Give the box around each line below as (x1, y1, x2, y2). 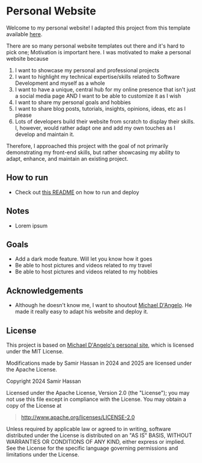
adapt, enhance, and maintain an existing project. (6, 155, 129, 162)
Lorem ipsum (14, 222, 48, 229)
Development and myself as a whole (14, 79, 105, 87)
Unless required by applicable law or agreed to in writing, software (6, 426, 171, 432)
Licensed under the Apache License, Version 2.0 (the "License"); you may (6, 390, 190, 396)
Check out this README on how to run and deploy (14, 188, 139, 196)
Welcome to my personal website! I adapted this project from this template (6, 24, 191, 31)
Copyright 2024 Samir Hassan (6, 378, 81, 385)
